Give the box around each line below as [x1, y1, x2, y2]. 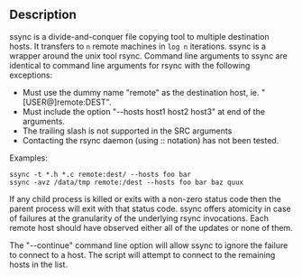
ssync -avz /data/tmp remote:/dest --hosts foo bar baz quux [9, 178, 244, 187]
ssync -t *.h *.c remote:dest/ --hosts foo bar [9, 170, 192, 179]
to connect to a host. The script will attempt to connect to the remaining [9, 249, 276, 260]
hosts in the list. [9, 259, 69, 270]
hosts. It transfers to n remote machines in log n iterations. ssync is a [9, 41, 266, 51]
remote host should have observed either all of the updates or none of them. [9, 222, 293, 233]
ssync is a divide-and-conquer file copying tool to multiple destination [9, 31, 270, 42]
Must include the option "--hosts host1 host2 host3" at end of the [22, 106, 266, 116]
